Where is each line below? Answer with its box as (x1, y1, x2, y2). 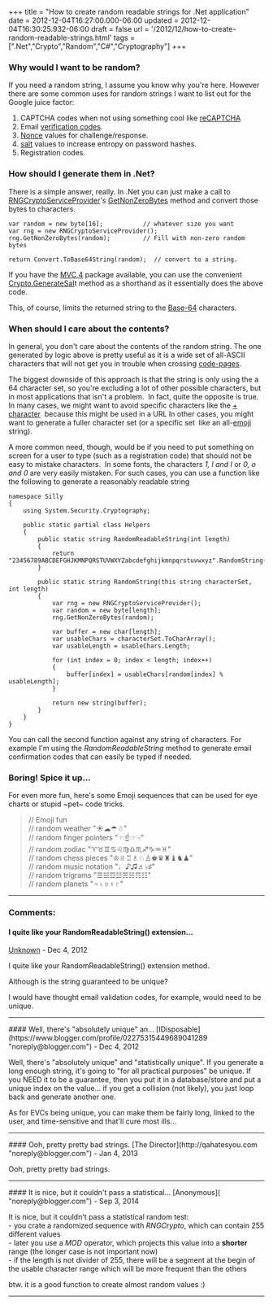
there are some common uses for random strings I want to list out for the (8, 89, 252, 98)
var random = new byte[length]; (51, 606, 162, 614)
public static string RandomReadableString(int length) (37, 535, 231, 543)
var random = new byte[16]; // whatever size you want (8, 220, 234, 228)
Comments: (8, 907, 56, 919)
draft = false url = (90, 24, 149, 33)
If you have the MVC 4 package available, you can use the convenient (8, 269, 242, 279)
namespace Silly (8, 492, 63, 500)
